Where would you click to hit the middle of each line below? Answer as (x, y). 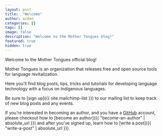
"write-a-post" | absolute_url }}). (38, 128)
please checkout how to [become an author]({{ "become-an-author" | (75, 118)
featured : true (20, 41)
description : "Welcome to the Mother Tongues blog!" (60, 37)
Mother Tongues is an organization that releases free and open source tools (81, 69)
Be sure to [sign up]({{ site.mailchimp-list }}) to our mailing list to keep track (81, 98)
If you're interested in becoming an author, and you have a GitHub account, (80, 113)
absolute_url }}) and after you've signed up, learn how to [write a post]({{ (78, 123)
